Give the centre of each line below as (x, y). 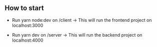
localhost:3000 (27, 25)
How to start (24, 8)
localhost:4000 (27, 40)
